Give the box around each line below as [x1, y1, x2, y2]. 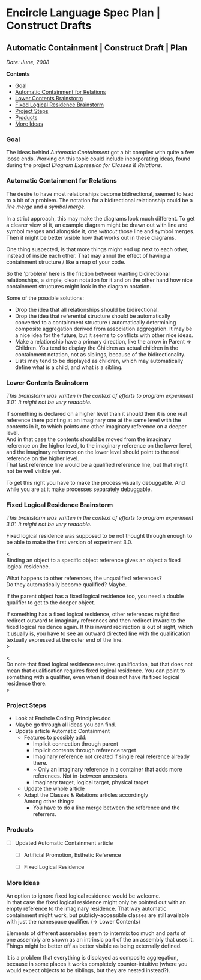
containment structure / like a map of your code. [6, 258, 126, 266]
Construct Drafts [6, 19, 92, 32]
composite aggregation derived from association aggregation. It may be [14, 325, 193, 332]
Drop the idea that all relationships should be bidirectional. [14, 306, 159, 313]
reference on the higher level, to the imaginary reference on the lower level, [6, 442, 193, 449]
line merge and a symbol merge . [6, 203, 86, 210]
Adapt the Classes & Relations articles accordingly [23, 791, 149, 799]
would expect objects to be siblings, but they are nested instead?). [6, 967, 170, 974]
